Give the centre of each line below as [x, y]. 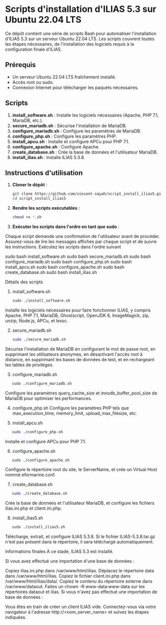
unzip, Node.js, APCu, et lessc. [37, 320]
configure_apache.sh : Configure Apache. [56, 147]
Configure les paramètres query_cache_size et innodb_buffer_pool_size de [81, 393]
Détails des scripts [24, 282]
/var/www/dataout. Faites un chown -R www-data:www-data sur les [75, 587]
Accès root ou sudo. [33, 82]
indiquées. [16, 618]
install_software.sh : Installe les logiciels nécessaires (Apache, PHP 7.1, [85, 115]
